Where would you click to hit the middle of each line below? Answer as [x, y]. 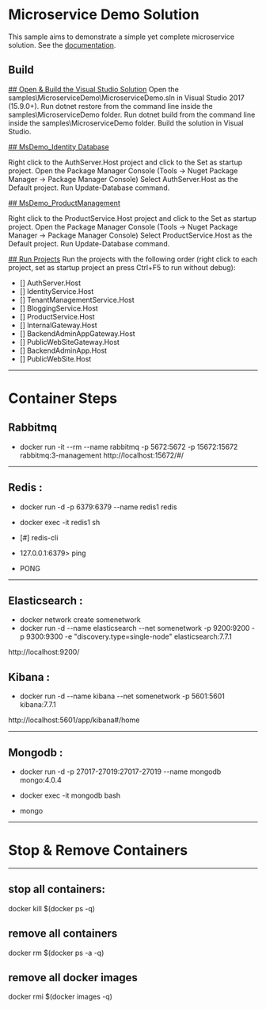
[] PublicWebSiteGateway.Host [70, 342]
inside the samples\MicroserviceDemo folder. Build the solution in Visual [126, 123]
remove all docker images [73, 978]
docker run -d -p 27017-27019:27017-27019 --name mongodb [120, 771]
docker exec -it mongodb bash [70, 795]
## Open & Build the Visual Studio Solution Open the [94, 89]
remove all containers [63, 934]
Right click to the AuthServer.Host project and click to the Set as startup [125, 162]
